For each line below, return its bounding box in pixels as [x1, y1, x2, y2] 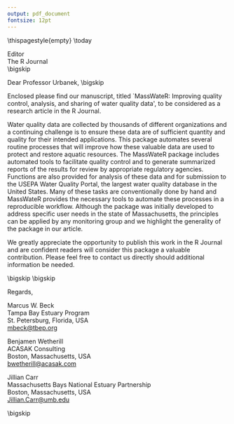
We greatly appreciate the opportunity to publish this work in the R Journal [7, 238, 223, 246]
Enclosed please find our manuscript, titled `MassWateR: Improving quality [7, 92, 222, 100]
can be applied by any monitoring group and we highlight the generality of [7, 217, 221, 225]
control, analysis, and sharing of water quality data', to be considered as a [7, 99, 221, 107]
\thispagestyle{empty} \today [7, 36, 92, 44]
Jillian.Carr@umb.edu [7, 395, 70, 404]
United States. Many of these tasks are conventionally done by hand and [7, 187, 217, 196]
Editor [7, 50, 25, 58]
